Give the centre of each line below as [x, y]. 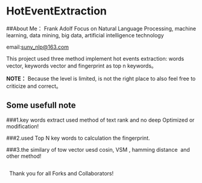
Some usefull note [41, 106]
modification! [23, 126]
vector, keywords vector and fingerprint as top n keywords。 [81, 66]
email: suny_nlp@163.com [38, 47]
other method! [24, 156]
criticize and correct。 [34, 86]
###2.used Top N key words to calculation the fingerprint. [78, 138]
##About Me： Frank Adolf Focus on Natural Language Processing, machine [101, 28]
